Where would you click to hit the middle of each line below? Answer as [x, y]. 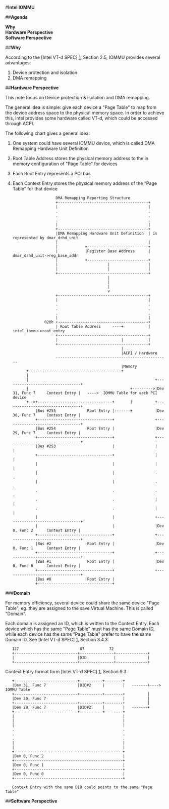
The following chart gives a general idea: [47, 133]
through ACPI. [20, 123]
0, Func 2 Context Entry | [46, 530]
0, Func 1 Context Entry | [46, 548]
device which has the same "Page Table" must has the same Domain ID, [80, 629]
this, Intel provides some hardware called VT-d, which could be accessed [81, 118]
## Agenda [16, 17]
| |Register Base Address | [103, 251]
